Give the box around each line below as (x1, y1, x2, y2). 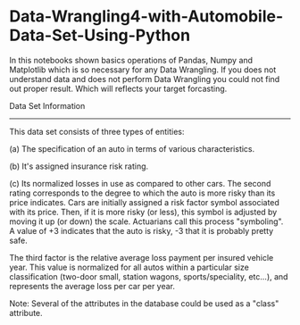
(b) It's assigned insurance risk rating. (9, 161, 149, 171)
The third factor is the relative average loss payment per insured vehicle (9, 252, 274, 262)
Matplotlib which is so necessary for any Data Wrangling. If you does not (9, 64, 277, 75)
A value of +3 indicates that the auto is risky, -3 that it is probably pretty (9, 225, 274, 236)
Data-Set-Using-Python (9, 25, 190, 46)
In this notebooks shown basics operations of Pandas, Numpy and (9, 54, 253, 65)
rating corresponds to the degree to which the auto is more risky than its (9, 187, 276, 198)
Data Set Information (9, 100, 86, 111)
